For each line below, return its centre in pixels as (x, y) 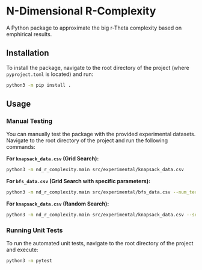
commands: (21, 147)
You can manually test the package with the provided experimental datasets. (101, 134)
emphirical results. (29, 34)
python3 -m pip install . (38, 85)
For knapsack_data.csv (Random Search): (58, 204)
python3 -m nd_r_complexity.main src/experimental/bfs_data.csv (88, 192)
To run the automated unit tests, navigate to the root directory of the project (100, 243)
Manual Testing (29, 121)
